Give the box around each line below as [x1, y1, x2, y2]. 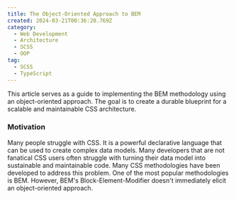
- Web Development [13, 30, 69, 38]
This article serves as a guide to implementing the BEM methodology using [7, 90, 226, 98]
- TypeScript [13, 70, 52, 77]
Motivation [7, 122, 46, 132]
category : [7, 23, 37, 31]
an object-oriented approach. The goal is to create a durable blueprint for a [7, 97, 227, 105]
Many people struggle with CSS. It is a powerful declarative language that [7, 138, 222, 146]
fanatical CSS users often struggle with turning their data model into [7, 154, 206, 162]
